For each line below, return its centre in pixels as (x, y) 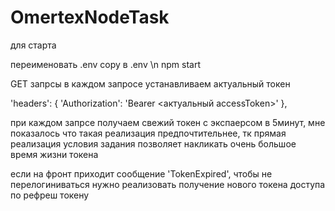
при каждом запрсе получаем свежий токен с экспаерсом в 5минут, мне (168, 122)
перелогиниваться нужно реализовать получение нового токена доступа (168, 184)
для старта (33, 45)
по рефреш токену (50, 195)
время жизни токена (54, 154)
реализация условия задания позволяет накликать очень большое (153, 143)
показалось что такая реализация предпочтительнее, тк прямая (148, 133)
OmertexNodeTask (90, 17)
